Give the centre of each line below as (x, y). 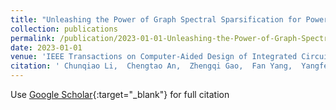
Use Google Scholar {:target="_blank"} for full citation (120, 94)
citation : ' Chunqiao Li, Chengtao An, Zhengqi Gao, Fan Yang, (151, 66)
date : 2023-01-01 (46, 47)
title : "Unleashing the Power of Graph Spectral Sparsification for (156, 19)
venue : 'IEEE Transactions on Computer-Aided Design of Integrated (154, 57)
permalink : (33, 38)
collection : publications (64, 29)
